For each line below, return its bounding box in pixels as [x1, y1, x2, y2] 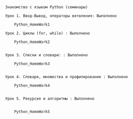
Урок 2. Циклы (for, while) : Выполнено [5, 31, 91, 36]
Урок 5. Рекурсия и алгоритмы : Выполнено [5, 96, 95, 101]
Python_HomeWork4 [14, 83, 50, 88]
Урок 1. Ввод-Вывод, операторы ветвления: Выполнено [5, 13, 117, 18]
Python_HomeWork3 [14, 61, 50, 66]
